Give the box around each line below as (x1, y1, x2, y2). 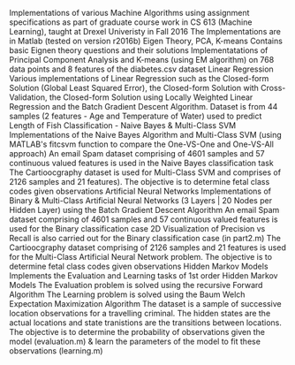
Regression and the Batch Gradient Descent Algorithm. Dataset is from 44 (9, 102, 278, 111)
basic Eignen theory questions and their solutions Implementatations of (9, 45, 269, 56)
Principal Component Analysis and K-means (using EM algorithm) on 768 (9, 55, 275, 65)
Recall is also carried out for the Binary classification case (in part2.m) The (9, 233, 281, 243)
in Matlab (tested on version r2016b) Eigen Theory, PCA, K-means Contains (9, 35, 283, 46)
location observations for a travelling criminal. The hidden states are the (9, 308, 271, 318)
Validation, (9, 92, 48, 103)
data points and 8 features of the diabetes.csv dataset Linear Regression (9, 64, 274, 74)
